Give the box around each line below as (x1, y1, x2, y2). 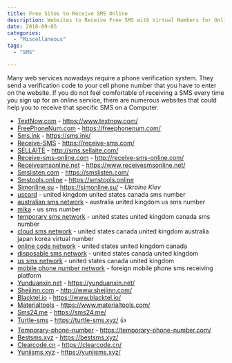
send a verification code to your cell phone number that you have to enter (7, 81, 217, 89)
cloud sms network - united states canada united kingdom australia (17, 227, 209, 236)
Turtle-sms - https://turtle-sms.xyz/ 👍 (17, 316, 126, 324)
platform (17, 271, 41, 279)
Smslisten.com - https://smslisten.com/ (17, 168, 129, 177)
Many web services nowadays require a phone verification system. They (7, 73, 214, 82)
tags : (7, 42, 23, 49)
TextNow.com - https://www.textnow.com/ (17, 116, 138, 125)
